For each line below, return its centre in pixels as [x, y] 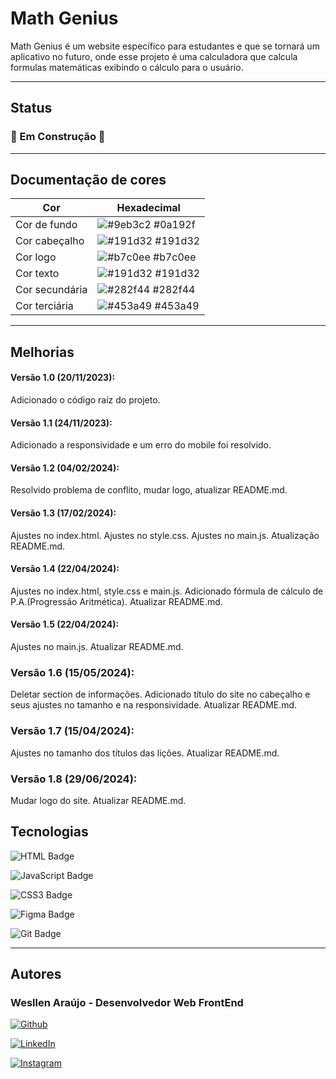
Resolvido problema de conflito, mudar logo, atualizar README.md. [149, 490]
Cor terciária [44, 306]
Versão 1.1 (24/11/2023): [61, 423]
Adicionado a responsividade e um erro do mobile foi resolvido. [141, 445]
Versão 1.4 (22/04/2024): [65, 569]
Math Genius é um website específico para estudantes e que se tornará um [165, 46]
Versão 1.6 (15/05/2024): [72, 672]
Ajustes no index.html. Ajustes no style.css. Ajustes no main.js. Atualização [165, 535]
